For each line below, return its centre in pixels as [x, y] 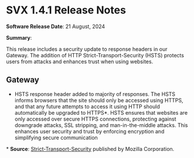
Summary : [19, 37]
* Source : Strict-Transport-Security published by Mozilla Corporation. [90, 149]
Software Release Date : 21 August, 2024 [56, 26]
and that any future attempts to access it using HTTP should [87, 107]
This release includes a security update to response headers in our [87, 49]
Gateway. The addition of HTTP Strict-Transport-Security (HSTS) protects [95, 55]
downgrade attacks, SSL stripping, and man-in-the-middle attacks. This [101, 125]
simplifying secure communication [56, 138]
